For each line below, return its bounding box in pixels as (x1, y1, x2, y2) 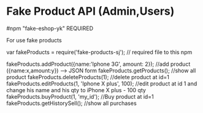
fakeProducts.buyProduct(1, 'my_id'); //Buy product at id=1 (6, 93, 155, 100)
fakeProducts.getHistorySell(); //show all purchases (6, 99, 137, 107)
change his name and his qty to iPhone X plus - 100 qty (6, 86, 146, 93)
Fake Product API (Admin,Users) (6, 4, 175, 18)
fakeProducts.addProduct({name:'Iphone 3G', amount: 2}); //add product (6, 60, 191, 68)
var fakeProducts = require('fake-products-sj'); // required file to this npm (6, 48, 193, 56)
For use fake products (6, 36, 63, 44)
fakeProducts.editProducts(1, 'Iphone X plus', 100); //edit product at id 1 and (6, 80, 197, 87)
